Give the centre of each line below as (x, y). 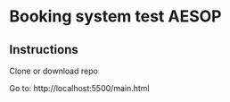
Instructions (44, 50)
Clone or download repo (53, 71)
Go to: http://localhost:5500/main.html (79, 88)
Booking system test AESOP (115, 17)
